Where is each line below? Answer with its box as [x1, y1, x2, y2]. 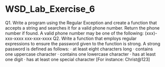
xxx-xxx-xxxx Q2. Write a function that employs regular [24, 35, 137, 41]
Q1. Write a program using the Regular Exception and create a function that [5, 20, 157, 26]
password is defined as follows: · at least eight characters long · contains [5, 46, 153, 52]
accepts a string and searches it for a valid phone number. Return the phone [5, 25, 160, 31]
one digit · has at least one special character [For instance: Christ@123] [5, 56, 150, 62]
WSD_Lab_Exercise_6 [5, 3, 95, 15]
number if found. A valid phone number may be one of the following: [5, 30, 144, 36]
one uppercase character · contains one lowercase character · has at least [5, 51, 156, 57]
